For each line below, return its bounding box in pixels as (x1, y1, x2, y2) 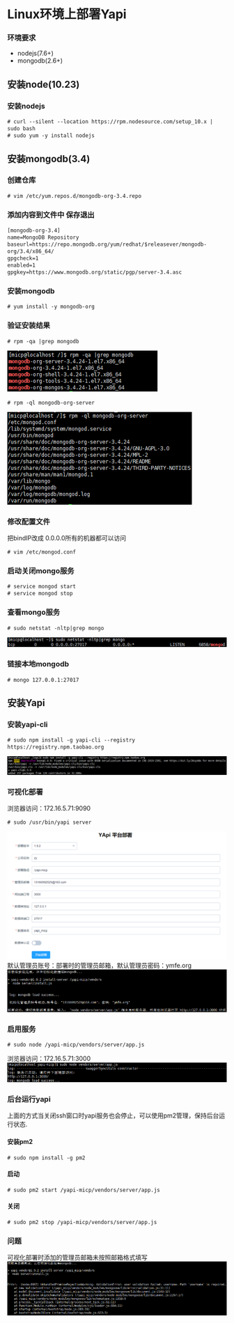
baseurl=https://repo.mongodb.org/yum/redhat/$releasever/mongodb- (7, 241, 208, 248)
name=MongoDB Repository (7, 234, 79, 241)
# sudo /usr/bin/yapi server (7, 819, 92, 826)
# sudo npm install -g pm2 (7, 1154, 86, 1161)
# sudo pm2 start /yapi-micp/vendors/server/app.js (7, 1187, 160, 1193)
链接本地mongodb (7, 659, 70, 669)
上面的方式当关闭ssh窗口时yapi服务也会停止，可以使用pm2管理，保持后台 (7, 1111, 219, 1120)
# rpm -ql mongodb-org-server (7, 399, 95, 406)
